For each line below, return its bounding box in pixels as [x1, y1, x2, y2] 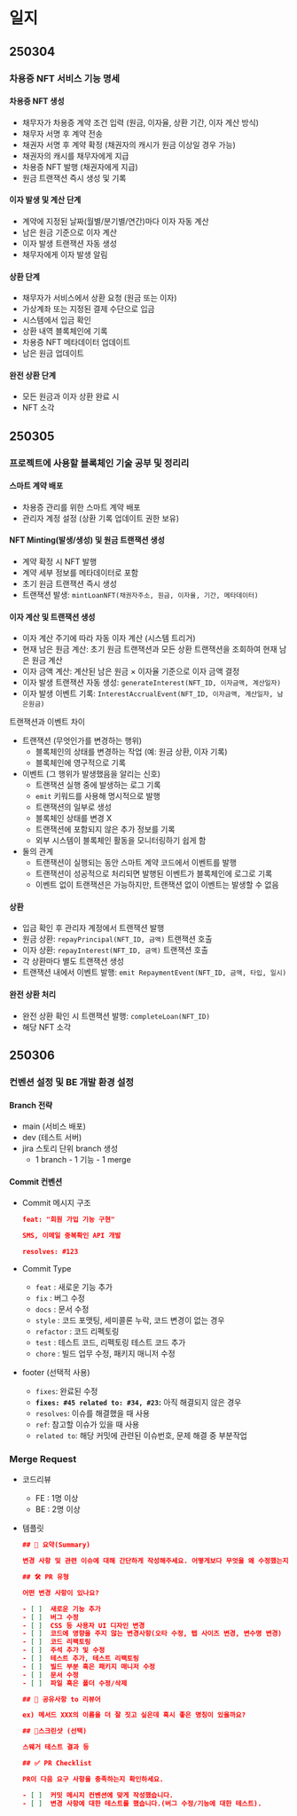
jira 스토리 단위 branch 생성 [21, 1143, 118, 1154]
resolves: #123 [21, 1248, 79, 1256]
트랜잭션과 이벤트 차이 [9, 716, 86, 727]
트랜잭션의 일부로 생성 [35, 802, 113, 812]
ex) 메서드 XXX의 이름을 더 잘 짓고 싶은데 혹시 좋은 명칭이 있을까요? [21, 1710, 246, 1720]
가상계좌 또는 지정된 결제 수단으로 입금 [21, 303, 155, 315]
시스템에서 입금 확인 [21, 315, 91, 325]
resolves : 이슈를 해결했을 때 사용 [35, 1407, 151, 1419]
